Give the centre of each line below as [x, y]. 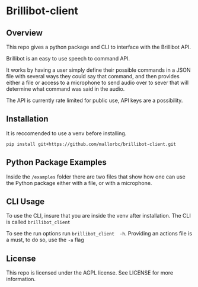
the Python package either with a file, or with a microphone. [79, 183]
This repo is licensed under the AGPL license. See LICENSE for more [90, 273]
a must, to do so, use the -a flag [45, 240]
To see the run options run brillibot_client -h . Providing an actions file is [99, 234]
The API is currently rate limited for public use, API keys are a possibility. [95, 100]
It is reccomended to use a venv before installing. [66, 133]
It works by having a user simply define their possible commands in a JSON [98, 70]
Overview [25, 33]
